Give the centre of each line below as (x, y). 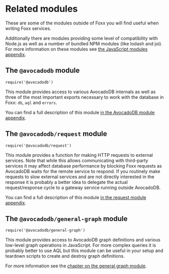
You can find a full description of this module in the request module (76, 197)
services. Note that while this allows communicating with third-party (77, 160)
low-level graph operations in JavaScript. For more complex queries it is (81, 245)
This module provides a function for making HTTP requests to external (79, 155)
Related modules (41, 9)
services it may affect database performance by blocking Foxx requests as (83, 166)
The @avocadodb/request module (56, 134)
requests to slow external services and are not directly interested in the (80, 177)
